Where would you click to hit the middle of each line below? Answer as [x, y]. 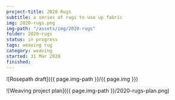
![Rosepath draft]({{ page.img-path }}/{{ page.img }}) [72, 79]
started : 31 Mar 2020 [33, 56]
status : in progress [32, 40]
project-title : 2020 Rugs [39, 12]
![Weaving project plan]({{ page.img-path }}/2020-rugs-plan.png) [88, 90]
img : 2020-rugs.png [31, 23]
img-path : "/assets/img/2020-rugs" [51, 28]
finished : [19, 62]
